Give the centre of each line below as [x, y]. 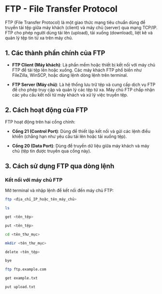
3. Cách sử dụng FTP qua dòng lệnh [60, 166]
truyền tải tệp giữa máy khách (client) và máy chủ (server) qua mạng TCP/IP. [81, 27]
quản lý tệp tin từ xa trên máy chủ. [39, 38]
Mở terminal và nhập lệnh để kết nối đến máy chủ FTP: [59, 191]
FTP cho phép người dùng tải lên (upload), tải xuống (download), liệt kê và [79, 33]
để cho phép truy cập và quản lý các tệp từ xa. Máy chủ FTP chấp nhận [83, 90]
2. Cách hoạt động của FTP [46, 110]
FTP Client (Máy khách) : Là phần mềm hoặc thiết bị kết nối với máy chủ [84, 65]
